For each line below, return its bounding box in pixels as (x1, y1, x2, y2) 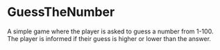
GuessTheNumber (7, 4, 115, 20)
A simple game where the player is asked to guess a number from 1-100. (7, 27, 214, 35)
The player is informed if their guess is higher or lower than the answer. (7, 34, 212, 42)
